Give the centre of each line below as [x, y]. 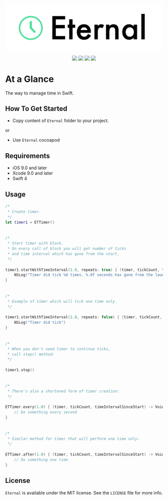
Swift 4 [20, 179]
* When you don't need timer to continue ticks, [59, 349]
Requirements [27, 156]
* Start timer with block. [35, 243]
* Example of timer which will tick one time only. [62, 301]
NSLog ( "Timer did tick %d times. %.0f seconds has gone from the [84, 275]
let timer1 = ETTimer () [30, 222]
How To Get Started [36, 108]
